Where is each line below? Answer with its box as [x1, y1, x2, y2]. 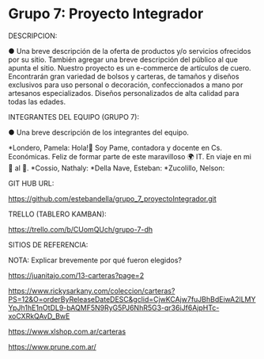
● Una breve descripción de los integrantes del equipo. [8, 128, 190, 137]
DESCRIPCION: [8, 31, 58, 40]
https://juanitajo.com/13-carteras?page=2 [8, 270, 145, 280]
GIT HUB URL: [8, 178, 55, 188]
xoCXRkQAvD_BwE [8, 311, 70, 321]
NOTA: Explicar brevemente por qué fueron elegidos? [8, 255, 183, 265]
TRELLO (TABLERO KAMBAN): [8, 209, 107, 219]
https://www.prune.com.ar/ [8, 342, 96, 351]
